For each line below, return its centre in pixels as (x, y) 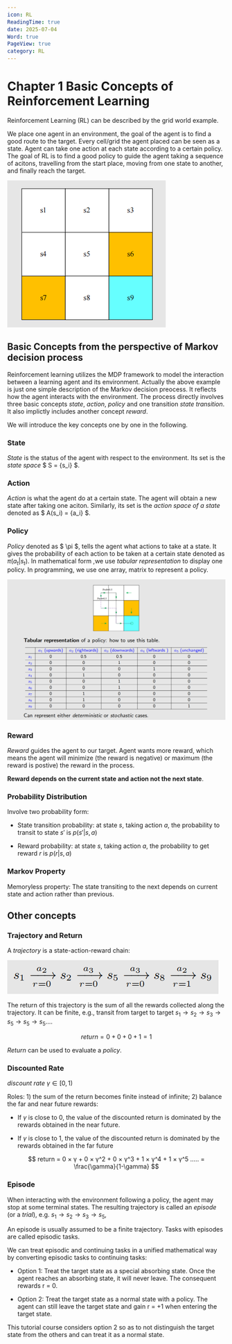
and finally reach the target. (47, 171)
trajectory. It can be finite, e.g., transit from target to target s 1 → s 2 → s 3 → (114, 1013)
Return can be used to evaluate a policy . (65, 1050)
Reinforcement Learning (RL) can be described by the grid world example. (113, 120)
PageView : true (29, 44)
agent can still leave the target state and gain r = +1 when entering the (117, 1307)
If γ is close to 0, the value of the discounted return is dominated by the (119, 1118)
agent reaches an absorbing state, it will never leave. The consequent (117, 1278)
